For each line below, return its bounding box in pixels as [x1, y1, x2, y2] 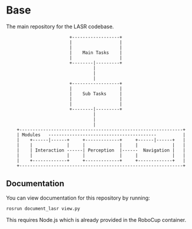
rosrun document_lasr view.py [6, 206, 81, 211]
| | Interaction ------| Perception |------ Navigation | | [16, 147, 186, 153]
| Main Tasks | [69, 49, 123, 56]
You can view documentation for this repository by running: [6, 194, 150, 201]
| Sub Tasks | [69, 90, 123, 97]
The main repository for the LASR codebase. [6, 23, 114, 30]
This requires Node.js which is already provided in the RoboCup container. [6, 216, 187, 223]
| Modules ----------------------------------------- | [16, 132, 186, 138]
